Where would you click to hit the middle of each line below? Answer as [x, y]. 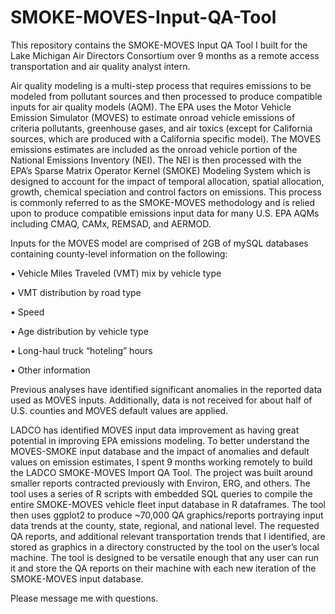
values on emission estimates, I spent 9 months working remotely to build [161, 462]
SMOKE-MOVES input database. [77, 578]
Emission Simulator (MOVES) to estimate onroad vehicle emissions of [153, 117]
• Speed [27, 312]
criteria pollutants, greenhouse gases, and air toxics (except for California [161, 128]
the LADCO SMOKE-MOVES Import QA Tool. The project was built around [161, 472]
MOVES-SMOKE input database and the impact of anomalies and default [160, 451]
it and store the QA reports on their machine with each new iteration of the [163, 568]
